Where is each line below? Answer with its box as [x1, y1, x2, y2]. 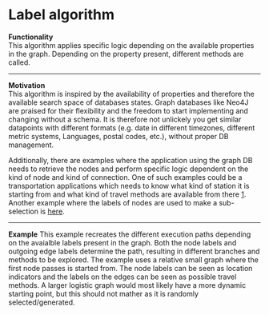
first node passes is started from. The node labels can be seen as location [8, 263, 253, 273]
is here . [39, 206, 66, 216]
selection [8, 206, 38, 216]
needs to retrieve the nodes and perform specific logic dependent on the [8, 164, 249, 173]
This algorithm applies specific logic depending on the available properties [8, 40, 255, 50]
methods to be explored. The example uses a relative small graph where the [8, 254, 259, 265]
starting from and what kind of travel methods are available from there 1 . [8, 189, 247, 199]
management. [8, 140, 54, 150]
